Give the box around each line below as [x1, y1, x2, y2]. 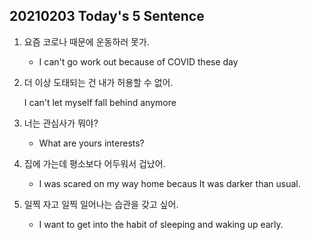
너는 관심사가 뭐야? [23, 117, 99, 129]
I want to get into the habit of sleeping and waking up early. [38, 218, 284, 230]
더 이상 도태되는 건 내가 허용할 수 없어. [23, 76, 174, 88]
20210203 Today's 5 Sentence [9, 8, 205, 25]
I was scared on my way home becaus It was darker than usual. [38, 177, 301, 189]
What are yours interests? [38, 137, 145, 149]
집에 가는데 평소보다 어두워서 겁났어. [23, 157, 166, 169]
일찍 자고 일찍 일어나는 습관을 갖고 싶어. [23, 198, 179, 210]
